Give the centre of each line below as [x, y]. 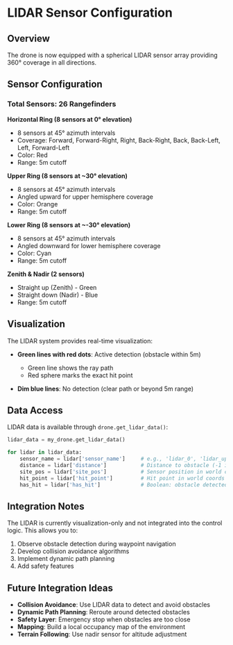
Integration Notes [46, 506]
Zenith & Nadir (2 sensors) [46, 274]
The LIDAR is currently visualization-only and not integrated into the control [115, 523]
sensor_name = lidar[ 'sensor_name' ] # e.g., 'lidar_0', [108, 459]
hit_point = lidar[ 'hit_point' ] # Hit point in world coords [122, 478]
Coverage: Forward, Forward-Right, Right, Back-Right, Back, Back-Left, [119, 140]
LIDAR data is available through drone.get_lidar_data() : [88, 427]
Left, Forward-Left [43, 147]
